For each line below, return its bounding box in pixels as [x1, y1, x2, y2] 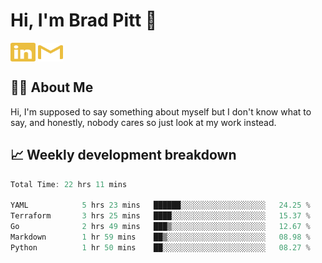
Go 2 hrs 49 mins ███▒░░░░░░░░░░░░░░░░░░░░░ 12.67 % [10, 222, 311, 232]
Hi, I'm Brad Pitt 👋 [10, 9, 158, 32]
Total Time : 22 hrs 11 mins [10, 179, 128, 189]
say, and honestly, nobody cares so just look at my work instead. [10, 116, 277, 128]
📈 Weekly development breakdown [10, 147, 237, 164]
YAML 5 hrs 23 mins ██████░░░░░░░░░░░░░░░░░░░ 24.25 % [10, 200, 311, 211]
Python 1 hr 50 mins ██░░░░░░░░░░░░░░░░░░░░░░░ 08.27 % [10, 242, 311, 253]
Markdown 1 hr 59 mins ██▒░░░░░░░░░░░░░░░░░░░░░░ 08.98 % [10, 232, 311, 242]
